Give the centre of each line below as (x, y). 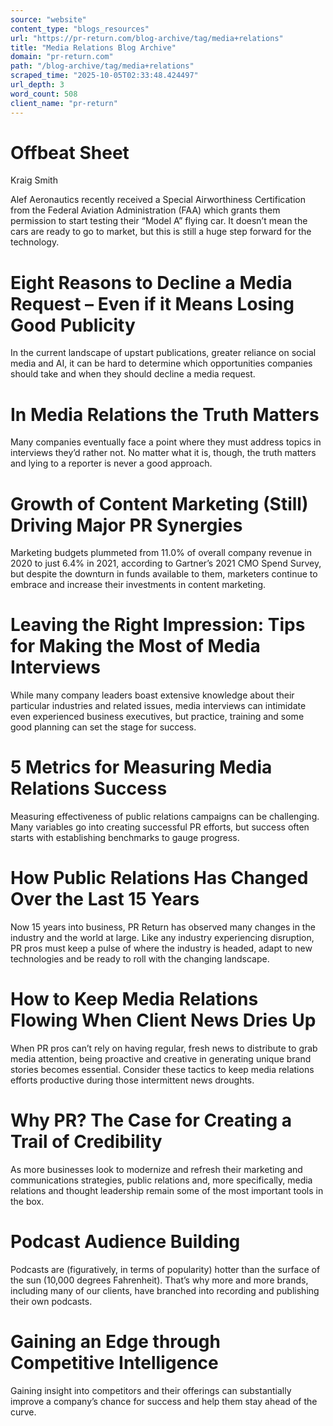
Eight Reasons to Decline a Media (151, 282)
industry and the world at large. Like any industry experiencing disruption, (162, 938)
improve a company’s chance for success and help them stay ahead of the (164, 1401)
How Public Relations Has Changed (159, 878)
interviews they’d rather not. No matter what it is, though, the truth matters (163, 453)
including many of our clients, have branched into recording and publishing (165, 1290)
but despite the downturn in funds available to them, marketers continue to (164, 574)
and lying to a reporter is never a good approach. (111, 463)
